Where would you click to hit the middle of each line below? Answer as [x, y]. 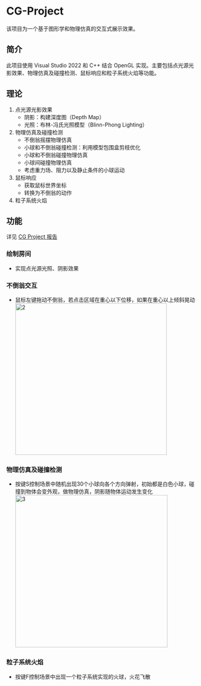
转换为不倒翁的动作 [48, 192]
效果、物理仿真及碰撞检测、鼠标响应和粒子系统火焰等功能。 [85, 73]
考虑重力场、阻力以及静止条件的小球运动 [74, 170]
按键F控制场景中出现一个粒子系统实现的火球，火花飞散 [83, 676]
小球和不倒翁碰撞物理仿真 [56, 155]
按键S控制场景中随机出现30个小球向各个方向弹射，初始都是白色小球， [102, 484]
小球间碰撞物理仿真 [48, 162]
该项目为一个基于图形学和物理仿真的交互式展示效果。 [72, 28]
